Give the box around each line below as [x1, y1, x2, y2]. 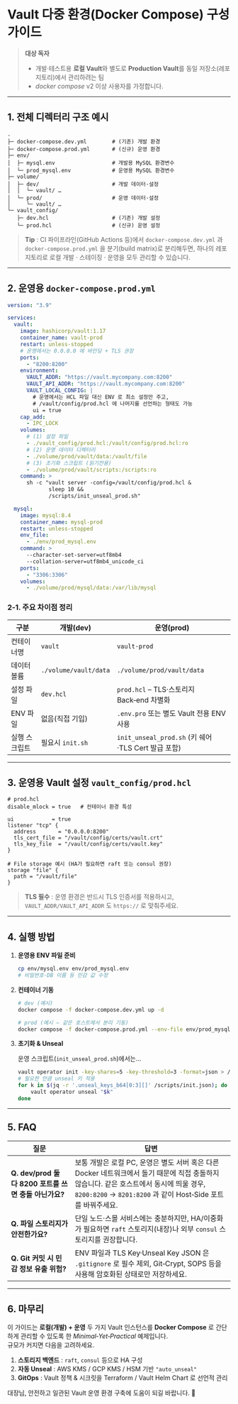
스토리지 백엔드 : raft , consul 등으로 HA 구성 [17, 1356, 143, 1364]
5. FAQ [7, 1122, 37, 1134]
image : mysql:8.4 [20, 512, 72, 519]
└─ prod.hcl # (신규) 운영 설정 [16, 221, 161, 229]
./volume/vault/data [40, 666, 110, 674]
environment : [20, 367, 59, 375]
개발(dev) [59, 622, 92, 632]
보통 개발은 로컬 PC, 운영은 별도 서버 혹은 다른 [74, 1157, 220, 1167]
